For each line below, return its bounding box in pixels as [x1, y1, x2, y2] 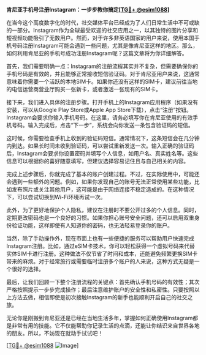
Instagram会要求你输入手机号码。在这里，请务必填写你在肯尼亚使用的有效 [6, 114, 193, 121]
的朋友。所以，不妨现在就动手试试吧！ [6, 330, 103, 337]
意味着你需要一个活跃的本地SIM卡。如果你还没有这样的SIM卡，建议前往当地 [6, 78, 198, 85]
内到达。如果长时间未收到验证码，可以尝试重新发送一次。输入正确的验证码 [6, 142, 194, 149]
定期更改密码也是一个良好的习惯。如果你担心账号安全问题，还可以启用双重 [6, 214, 194, 221]
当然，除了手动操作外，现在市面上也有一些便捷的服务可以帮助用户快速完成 [6, 235, 194, 242]
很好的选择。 [11, 266, 44, 272]
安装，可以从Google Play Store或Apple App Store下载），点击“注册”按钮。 [6, 106, 192, 113]
